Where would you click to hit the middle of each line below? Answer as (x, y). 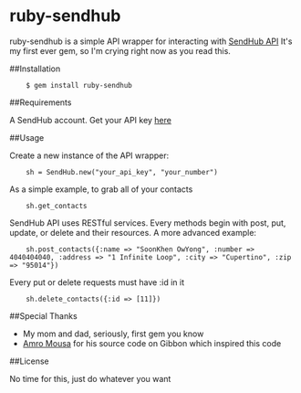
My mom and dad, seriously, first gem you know (113, 334)
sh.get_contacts (57, 206)
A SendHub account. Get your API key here (90, 120)
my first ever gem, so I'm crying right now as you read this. (120, 50)
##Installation (35, 69)
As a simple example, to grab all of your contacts (101, 189)
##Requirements (41, 102)
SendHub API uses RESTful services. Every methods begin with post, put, (148, 223)
